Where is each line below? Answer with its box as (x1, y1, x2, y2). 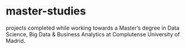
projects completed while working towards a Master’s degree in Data (6, 24, 180, 31)
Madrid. (6, 37, 26, 44)
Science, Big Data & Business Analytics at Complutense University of (6, 30, 180, 38)
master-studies (6, 4, 87, 18)
